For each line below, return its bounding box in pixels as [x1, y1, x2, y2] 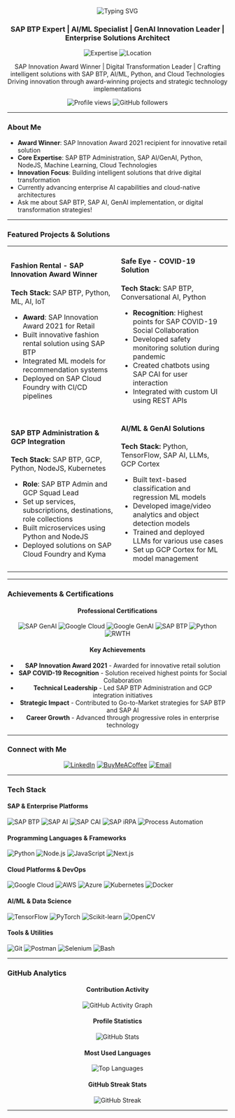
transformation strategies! [17, 205, 92, 214]
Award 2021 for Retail [22, 321, 95, 331]
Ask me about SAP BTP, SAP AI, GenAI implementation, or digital [17, 198, 204, 206]
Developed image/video [132, 501, 211, 511]
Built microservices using [22, 523, 106, 533]
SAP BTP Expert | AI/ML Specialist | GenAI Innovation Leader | [10, 24, 225, 34]
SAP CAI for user [132, 369, 188, 379]
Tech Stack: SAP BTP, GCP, [10, 455, 103, 464]
